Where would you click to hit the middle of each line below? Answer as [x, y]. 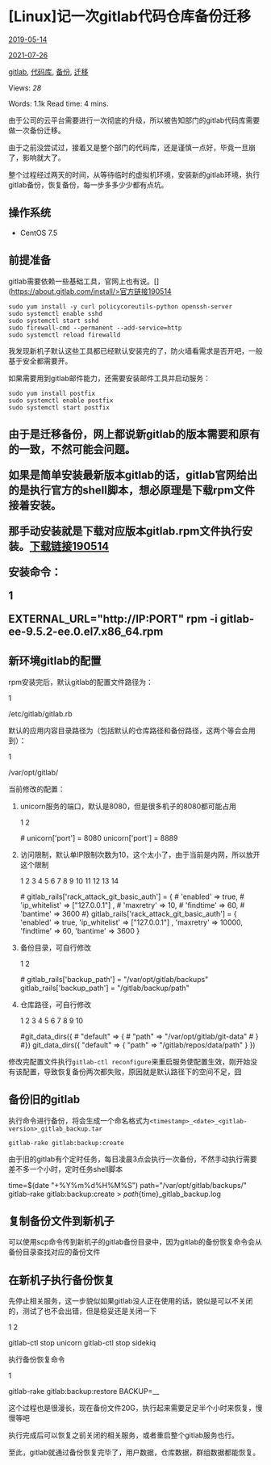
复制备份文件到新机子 [61, 1221]
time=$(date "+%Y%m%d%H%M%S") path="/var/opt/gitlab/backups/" [128, 1185]
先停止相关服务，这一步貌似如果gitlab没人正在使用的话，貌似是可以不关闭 [131, 1301]
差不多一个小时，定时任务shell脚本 [66, 1169]
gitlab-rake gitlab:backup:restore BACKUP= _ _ [84, 1392]
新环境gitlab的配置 [55, 661]
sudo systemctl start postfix [59, 407]
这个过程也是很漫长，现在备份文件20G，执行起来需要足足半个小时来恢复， [132, 1408]
